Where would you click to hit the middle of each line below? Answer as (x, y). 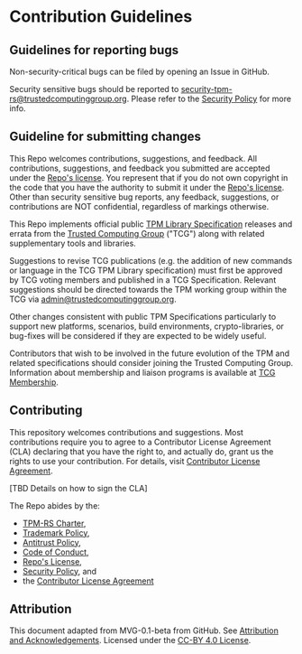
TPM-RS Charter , (54, 523)
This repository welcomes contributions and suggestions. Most (126, 432)
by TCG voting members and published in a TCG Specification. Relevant (143, 280)
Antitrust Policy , (51, 542)
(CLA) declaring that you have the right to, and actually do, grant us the (142, 451)
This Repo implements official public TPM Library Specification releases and (151, 224)
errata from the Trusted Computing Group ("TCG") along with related (137, 233)
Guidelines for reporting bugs (94, 50)
